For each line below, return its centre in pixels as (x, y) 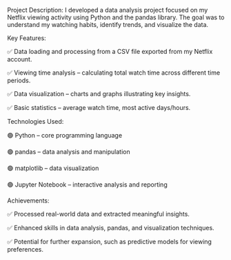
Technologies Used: (36, 121)
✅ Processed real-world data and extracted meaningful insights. (98, 214)
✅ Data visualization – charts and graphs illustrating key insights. (99, 94)
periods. (19, 80)
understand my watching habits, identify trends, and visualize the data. (108, 25)
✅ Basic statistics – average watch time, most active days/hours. (99, 108)
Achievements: (28, 201)
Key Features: (27, 38)
